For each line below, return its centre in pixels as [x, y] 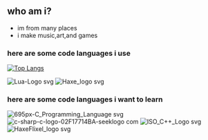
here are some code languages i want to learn [85, 99]
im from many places [47, 28]
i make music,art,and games [57, 35]
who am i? [29, 11]
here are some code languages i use [69, 53]
